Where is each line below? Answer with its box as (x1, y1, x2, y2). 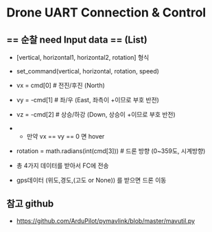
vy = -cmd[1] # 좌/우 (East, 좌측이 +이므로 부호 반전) (16, 96, 159, 104)
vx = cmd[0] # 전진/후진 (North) (16, 81, 106, 89)
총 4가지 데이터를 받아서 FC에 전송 (16, 161, 109, 170)
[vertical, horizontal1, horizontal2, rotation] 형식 (16, 54, 150, 61)
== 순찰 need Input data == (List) (6, 34, 148, 45)
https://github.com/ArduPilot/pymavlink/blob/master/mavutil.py (16, 216, 196, 224)
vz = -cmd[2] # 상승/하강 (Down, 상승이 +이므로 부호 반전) (16, 111, 176, 118)
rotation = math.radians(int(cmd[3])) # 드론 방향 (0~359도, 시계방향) (16, 147, 206, 155)
